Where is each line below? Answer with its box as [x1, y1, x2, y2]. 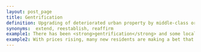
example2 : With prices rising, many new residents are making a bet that [6, 36, 194, 42]
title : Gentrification [6, 14, 63, 20]
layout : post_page [6, 8, 52, 15]
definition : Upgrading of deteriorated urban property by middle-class [6, 20, 188, 26]
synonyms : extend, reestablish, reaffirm [6, 25, 114, 32]
